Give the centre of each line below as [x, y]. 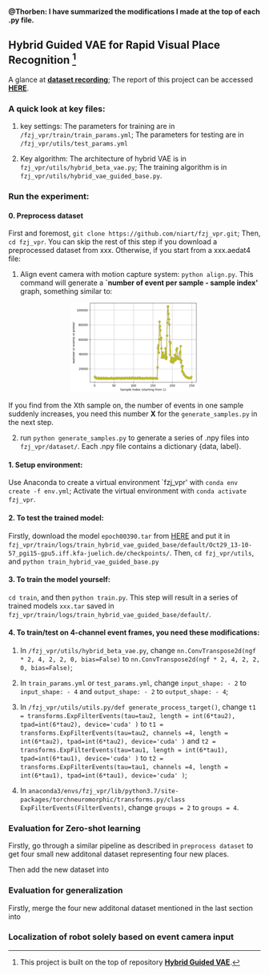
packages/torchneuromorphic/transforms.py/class [102, 800]
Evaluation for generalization [66, 890]
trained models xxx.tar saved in [61, 606]
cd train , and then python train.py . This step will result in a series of [123, 597]
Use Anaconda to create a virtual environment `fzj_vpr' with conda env [123, 483]
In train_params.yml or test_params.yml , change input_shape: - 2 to [133, 683]
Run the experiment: [49, 197]
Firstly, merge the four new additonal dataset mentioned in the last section [131, 908]
